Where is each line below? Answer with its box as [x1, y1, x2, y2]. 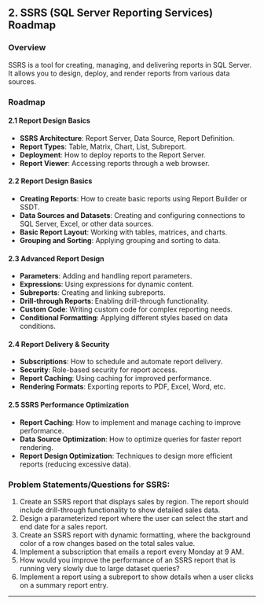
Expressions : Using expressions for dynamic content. [19, 279, 194, 290]
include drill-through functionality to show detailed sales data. [19, 505, 221, 515]
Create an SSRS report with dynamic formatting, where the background [19, 530, 251, 540]
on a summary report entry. [19, 580, 108, 589]
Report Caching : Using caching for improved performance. [19, 374, 212, 383]
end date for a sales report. [19, 522, 108, 531]
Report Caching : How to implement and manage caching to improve [19, 417, 241, 427]
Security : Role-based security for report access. [19, 365, 178, 374]
